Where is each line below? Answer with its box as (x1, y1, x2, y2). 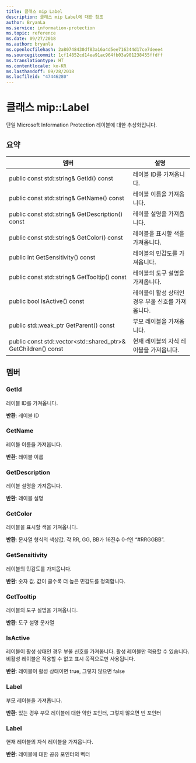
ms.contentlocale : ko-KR (6, 63, 66, 69)
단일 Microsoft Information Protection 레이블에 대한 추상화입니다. (6, 121, 157, 129)
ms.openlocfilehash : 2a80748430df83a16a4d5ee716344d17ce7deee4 (6, 47, 163, 53)
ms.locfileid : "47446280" (6, 74, 69, 80)
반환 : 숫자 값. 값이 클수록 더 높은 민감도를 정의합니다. (6, 578, 125, 585)
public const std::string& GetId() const (9, 174, 114, 182)
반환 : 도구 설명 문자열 (6, 619, 54, 626)
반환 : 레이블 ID (6, 412, 40, 419)
